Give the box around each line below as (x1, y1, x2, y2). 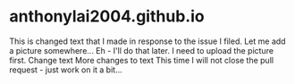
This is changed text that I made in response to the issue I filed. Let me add (9, 36, 286, 46)
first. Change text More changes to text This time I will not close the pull (9, 55, 274, 65)
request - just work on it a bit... (9, 64, 122, 75)
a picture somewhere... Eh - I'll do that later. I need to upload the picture (9, 45, 274, 55)
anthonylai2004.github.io (9, 6, 205, 27)
